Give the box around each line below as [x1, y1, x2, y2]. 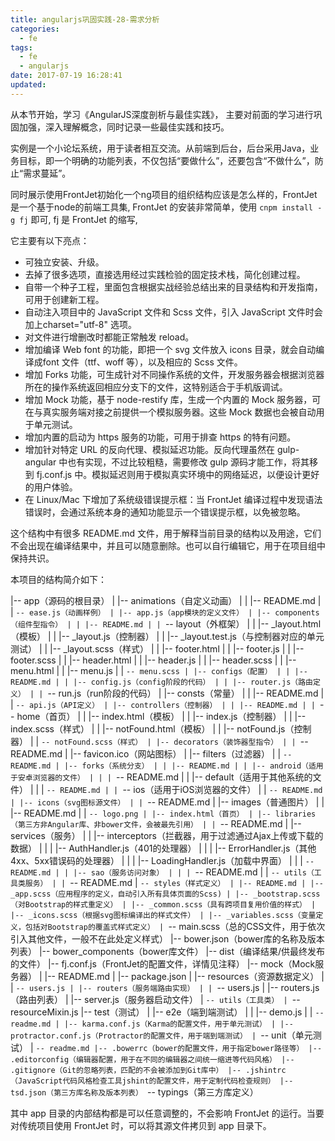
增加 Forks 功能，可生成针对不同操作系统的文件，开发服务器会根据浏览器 [24, 368, 325, 380]
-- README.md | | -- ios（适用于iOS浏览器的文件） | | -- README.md [46, 783, 323, 795]
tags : [10, 42, 33, 53]
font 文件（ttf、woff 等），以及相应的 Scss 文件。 [42, 356, 243, 368]
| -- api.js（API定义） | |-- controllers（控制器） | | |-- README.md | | [10, 698, 316, 710]
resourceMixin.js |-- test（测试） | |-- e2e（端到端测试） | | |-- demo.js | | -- [10, 1006, 325, 1018]
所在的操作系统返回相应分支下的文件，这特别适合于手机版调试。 [24, 381, 288, 393]
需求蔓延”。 [23, 167, 72, 179]
